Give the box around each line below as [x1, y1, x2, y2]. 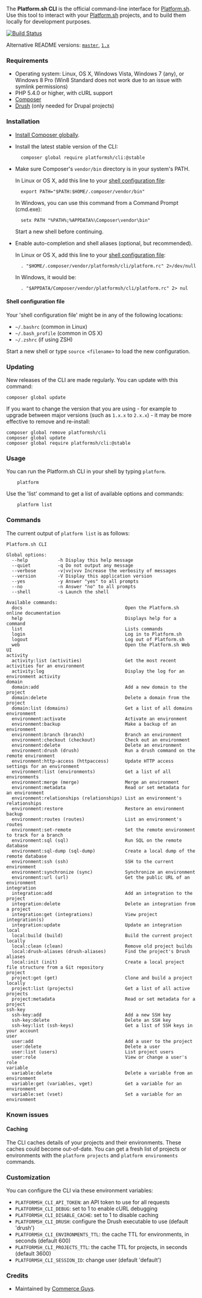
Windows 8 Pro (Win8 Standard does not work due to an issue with [14, 77, 182, 84]
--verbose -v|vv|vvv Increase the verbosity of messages [11, 567, 177, 573]
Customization [6, 1173, 51, 1181]
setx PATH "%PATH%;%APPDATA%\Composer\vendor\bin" [21, 217, 151, 223]
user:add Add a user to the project [11, 1038, 193, 1044]
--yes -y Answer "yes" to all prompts [11, 578, 139, 584]
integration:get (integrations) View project [11, 911, 158, 917]
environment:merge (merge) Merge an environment [11, 779, 180, 785]
